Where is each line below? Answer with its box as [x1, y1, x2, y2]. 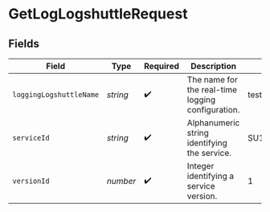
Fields [8, 37, 40, 51]
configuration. [186, 104, 240, 115]
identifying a [186, 170, 235, 181]
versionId [12, 177, 50, 185]
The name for [186, 74, 239, 85]
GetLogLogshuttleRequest [8, 5, 188, 23]
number [106, 176, 137, 186]
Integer [186, 161, 215, 171]
